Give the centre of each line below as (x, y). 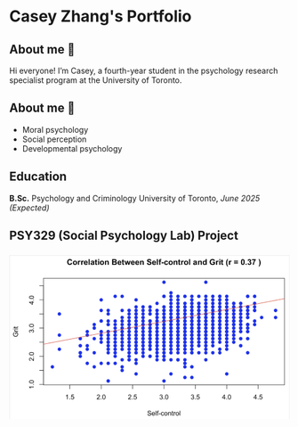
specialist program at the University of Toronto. (96, 80)
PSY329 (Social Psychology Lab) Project (124, 236)
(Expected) (30, 208)
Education (38, 177)
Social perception (54, 139)
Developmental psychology (72, 148)
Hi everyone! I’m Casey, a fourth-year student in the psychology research (144, 70)
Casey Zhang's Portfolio (101, 16)
